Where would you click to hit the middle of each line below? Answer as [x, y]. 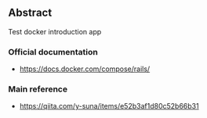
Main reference [38, 89]
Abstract [30, 13]
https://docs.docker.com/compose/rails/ [85, 69]
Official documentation [53, 52]
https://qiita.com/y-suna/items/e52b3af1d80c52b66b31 [109, 106]
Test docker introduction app [55, 31]
